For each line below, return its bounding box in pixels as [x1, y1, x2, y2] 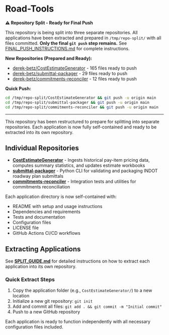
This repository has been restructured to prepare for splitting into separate [5, 118, 159, 124]
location [12, 293, 30, 299]
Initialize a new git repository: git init [12, 298, 93, 304]
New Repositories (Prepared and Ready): [5, 55, 93, 61]
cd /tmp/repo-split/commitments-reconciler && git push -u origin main [5, 104, 158, 110]
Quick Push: [5, 85, 32, 91]
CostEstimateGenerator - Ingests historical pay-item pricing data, [12, 157, 150, 163]
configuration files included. [5, 324, 63, 330]
